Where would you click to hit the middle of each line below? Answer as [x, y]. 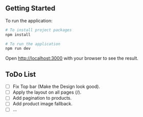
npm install [18, 35]
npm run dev [18, 49]
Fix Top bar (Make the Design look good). [56, 86]
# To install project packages [39, 30]
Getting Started [30, 8]
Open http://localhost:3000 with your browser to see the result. [72, 58]
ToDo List [21, 74]
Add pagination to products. [42, 98]
